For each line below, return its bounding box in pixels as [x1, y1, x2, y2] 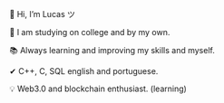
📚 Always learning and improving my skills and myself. [9, 45, 215, 55]
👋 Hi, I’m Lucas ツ [9, 9, 75, 19]
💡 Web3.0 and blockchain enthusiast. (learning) [9, 83, 188, 94]
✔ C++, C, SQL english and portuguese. [9, 66, 159, 76]
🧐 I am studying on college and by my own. [9, 27, 170, 37]
